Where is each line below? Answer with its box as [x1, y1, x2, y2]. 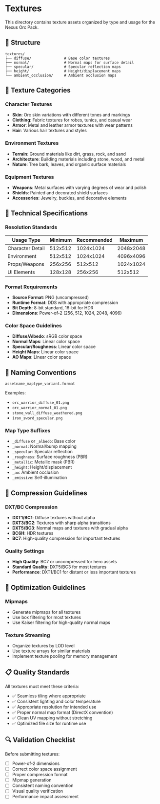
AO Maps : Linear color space [12, 354, 72, 360]
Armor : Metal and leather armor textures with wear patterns [12, 122, 133, 128]
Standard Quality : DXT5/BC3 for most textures [12, 564, 107, 570]
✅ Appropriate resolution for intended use [12, 704, 97, 710]
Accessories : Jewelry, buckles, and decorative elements [12, 195, 127, 201]
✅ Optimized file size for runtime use [12, 720, 86, 727]
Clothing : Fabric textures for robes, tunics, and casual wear [12, 117, 133, 123]
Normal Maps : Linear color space [12, 339, 80, 345]
